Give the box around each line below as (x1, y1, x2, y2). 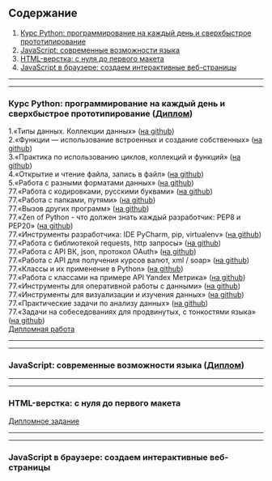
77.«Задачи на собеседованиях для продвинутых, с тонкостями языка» (8, 307, 257, 317)
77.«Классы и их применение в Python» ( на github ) (8, 264, 184, 274)
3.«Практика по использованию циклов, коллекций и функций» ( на (8, 152, 241, 162)
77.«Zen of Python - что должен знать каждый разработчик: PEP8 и (8, 212, 241, 222)
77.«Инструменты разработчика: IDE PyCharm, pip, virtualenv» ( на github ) (8, 230, 261, 240)
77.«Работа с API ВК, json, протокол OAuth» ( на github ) (8, 247, 197, 257)
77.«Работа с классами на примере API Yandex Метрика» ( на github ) (8, 273, 246, 283)
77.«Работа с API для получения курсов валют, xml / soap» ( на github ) (8, 255, 249, 266)
